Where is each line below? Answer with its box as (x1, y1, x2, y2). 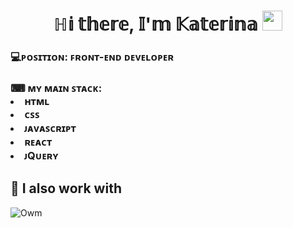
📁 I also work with (10, 180, 122, 197)
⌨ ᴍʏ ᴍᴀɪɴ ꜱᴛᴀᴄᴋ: (10, 81, 103, 95)
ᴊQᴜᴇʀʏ (24, 149, 59, 163)
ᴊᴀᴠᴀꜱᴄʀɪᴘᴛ (24, 121, 77, 135)
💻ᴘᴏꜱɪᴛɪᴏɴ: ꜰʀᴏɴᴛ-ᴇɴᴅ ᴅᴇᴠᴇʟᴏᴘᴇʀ (10, 50, 174, 64)
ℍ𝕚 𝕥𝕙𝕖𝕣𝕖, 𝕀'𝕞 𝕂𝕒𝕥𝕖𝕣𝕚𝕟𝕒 (53, 13, 258, 36)
